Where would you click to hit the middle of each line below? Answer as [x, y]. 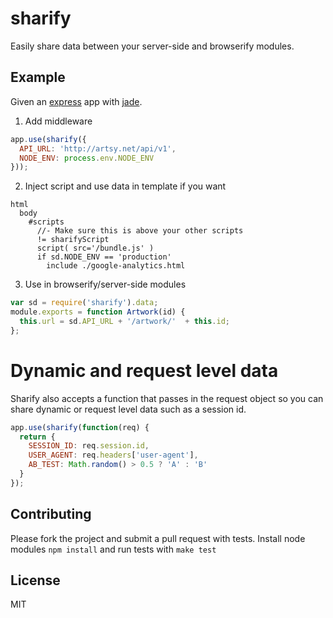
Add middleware [58, 121]
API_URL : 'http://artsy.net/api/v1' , [98, 148]
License [35, 580]
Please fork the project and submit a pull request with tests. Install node [158, 538]
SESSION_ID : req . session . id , [89, 446]
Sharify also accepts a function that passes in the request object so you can [167, 398]
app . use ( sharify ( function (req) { [80, 427]
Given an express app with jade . [76, 101]
